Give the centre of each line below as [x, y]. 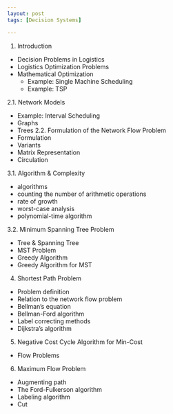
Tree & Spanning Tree [48, 242]
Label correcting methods [54, 321]
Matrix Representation [49, 152]
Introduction [34, 46]
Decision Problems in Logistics [61, 59]
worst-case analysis [45, 208]
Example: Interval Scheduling [59, 116]
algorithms [32, 186]
